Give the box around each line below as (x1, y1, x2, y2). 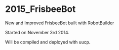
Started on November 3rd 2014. (5, 29, 70, 35)
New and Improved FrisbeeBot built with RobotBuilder (5, 20, 115, 26)
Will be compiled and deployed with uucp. (5, 39, 90, 45)
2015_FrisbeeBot (5, 3, 76, 15)
